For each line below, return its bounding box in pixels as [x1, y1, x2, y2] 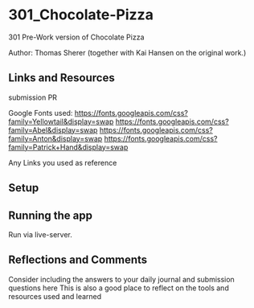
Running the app [8, 208, 92, 222]
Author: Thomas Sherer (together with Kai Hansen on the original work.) [8, 47, 247, 57]
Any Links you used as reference [8, 158, 117, 167]
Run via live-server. [8, 229, 72, 239]
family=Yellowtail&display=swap [8, 117, 114, 126]
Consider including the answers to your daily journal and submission [8, 274, 235, 284]
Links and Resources [8, 71, 115, 85]
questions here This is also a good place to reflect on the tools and [8, 283, 229, 293]
